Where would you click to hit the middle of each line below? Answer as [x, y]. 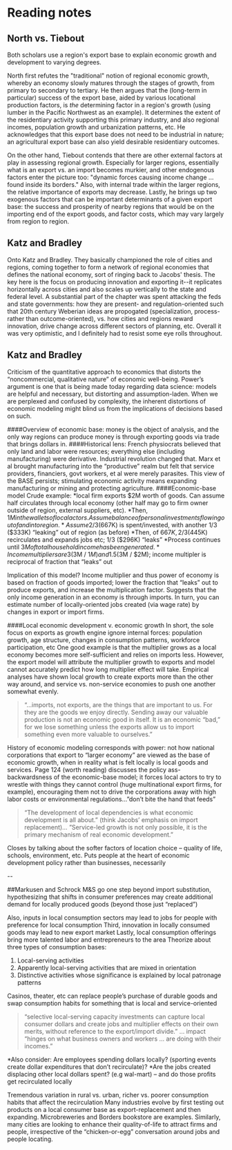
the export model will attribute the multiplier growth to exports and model [111, 661]
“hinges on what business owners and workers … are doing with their [123, 1039]
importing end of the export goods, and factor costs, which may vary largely [116, 214]
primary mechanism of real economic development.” [99, 834]
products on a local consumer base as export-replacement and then [104, 1109]
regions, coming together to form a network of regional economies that [108, 267]
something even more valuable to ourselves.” [88, 734]
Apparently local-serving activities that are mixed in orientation [107, 967]
